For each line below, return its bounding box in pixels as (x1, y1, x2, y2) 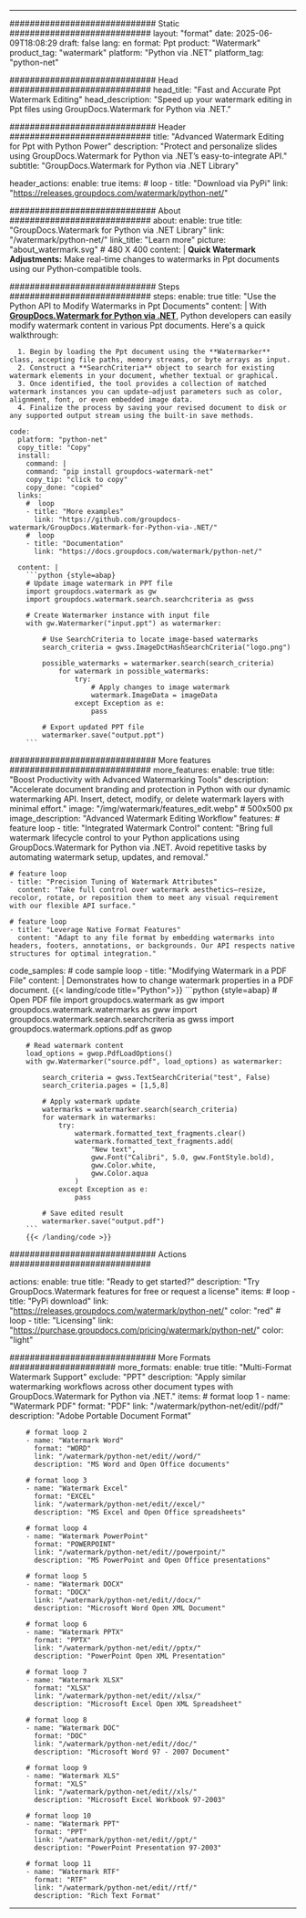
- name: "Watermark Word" (25, 1436, 125, 1445)
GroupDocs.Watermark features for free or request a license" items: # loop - (9, 1286, 296, 1296)
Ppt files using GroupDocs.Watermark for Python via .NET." (9, 104, 232, 114)
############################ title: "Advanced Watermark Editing (9, 131, 285, 141)
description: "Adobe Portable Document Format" (9, 1410, 191, 1420)
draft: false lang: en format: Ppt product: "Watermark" (58, 37, 261, 48)
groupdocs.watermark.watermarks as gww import (9, 1004, 198, 1014)
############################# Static (9, 18, 180, 28)
